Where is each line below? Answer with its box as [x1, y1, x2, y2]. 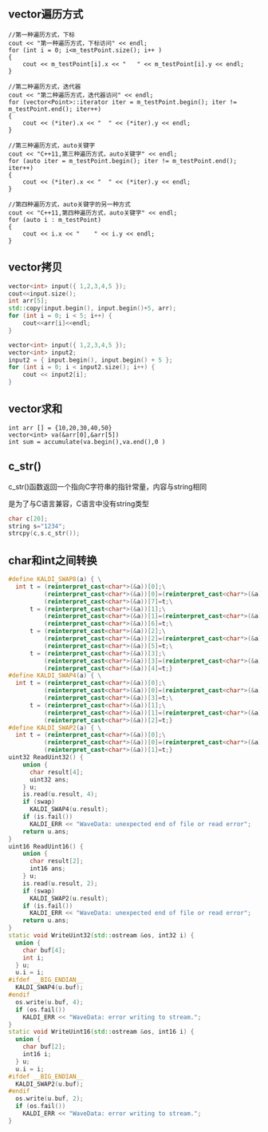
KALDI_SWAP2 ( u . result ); [29, 894, 109, 902]
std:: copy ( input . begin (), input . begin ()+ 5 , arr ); [8, 304, 177, 313]
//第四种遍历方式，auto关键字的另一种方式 [8, 200, 132, 208]
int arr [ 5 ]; [8, 297, 48, 305]
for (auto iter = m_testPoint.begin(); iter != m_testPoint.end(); [8, 156, 238, 165]
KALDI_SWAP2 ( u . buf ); [15, 1080, 84, 1088]
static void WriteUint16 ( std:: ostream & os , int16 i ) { [8, 1028, 195, 1036]
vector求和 [8, 402, 62, 416]
